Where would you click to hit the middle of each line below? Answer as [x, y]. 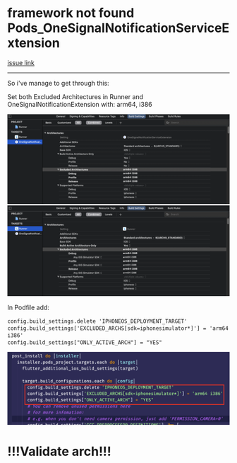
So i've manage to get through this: [58, 83]
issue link [21, 62]
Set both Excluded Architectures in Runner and [75, 96]
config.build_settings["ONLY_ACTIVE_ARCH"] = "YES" [85, 342]
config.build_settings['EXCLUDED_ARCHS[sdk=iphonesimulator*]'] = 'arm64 [118, 328]
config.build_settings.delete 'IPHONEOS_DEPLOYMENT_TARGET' [98, 321]
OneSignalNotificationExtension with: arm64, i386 [80, 104]
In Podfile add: [28, 307]
